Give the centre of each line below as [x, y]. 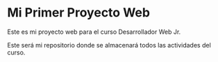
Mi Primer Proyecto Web [79, 13]
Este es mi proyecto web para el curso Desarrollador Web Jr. [94, 32]
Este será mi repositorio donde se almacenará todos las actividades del [109, 45]
